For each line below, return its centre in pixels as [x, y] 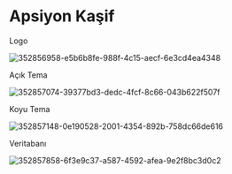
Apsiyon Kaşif [62, 16]
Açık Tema [28, 75]
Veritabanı [28, 143]
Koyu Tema [30, 109]
